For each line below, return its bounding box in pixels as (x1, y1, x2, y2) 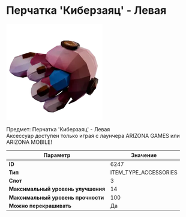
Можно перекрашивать (8, 202, 72, 209)
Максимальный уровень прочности (8, 194, 104, 201)
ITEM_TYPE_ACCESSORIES (110, 168, 178, 176)
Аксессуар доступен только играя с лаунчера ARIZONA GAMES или (6, 132, 180, 139)
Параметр (43, 152, 71, 159)
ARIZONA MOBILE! (6, 138, 53, 146)
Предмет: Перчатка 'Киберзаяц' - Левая (6, 125, 110, 132)
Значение (131, 152, 157, 159)
